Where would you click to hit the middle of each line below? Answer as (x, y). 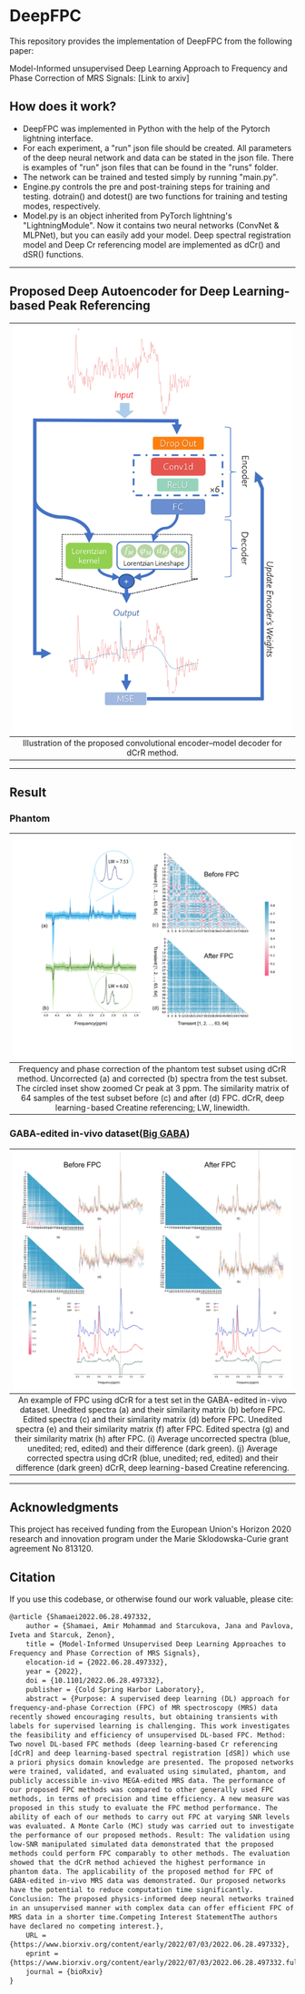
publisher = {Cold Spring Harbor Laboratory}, (115, 1690)
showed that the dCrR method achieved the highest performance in (138, 1863)
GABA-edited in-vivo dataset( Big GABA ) (100, 1134)
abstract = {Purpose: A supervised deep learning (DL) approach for (158, 1699)
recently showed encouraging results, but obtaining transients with (144, 1717)
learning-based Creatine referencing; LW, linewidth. (152, 1108)
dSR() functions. (53, 254)
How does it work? (63, 107)
